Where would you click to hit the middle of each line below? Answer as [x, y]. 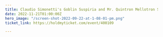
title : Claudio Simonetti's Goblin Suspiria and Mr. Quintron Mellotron [80, 9]
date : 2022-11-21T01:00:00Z [33, 14]
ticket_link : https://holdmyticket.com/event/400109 [59, 23]
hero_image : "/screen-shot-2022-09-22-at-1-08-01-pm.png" [65, 18]
